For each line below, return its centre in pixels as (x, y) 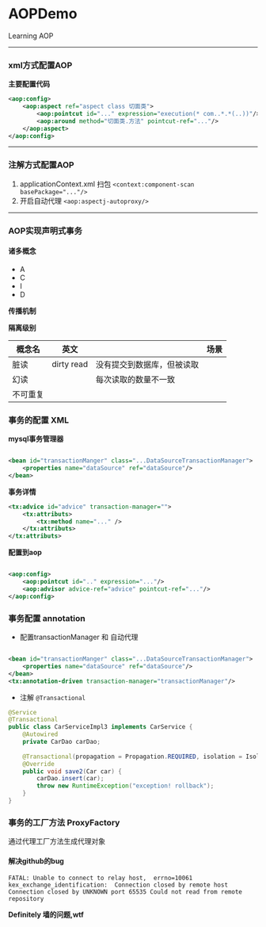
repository (26, 899)
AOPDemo (43, 14)
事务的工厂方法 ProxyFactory (64, 822)
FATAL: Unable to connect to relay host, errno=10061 (101, 878)
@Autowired (40, 734)
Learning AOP (31, 36)
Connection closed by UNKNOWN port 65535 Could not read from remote (125, 892)
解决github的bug (36, 860)
